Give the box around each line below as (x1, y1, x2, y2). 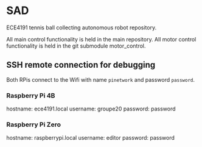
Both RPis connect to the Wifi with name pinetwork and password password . (6, 76, 195, 83)
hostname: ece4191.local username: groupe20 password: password (6, 105, 176, 113)
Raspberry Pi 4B (6, 91, 55, 99)
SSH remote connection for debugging (6, 60, 156, 70)
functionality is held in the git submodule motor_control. (6, 42, 146, 49)
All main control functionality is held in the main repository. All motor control (6, 35, 197, 43)
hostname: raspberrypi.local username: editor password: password (6, 134, 175, 142)
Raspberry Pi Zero (6, 120, 61, 129)
